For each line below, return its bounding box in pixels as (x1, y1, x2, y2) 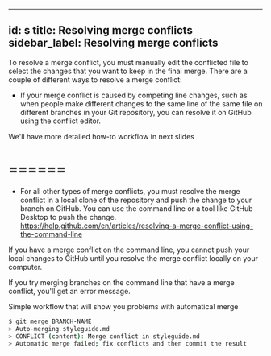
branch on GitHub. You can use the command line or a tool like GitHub (19, 203, 253, 213)
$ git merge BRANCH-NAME (8, 317, 92, 325)
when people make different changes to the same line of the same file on (19, 98, 264, 109)
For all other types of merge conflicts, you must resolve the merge (19, 186, 240, 196)
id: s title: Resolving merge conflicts (8, 23, 194, 37)
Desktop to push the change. (19, 212, 117, 221)
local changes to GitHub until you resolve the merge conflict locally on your (8, 253, 258, 263)
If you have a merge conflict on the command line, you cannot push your (8, 245, 250, 255)
